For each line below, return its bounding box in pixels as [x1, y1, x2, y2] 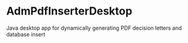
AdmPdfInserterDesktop [6, 4, 132, 18]
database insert [6, 30, 45, 38]
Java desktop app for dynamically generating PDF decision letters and [6, 24, 182, 31]
